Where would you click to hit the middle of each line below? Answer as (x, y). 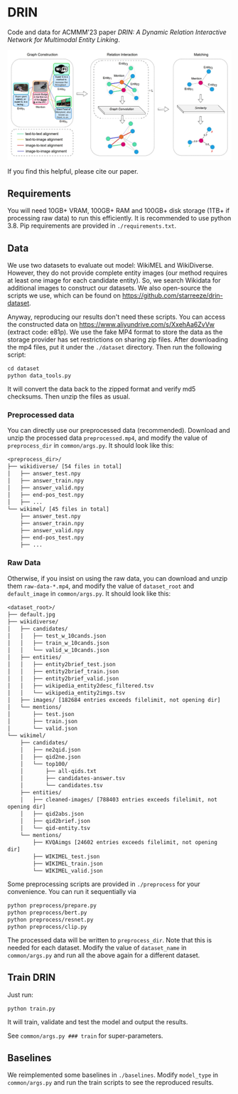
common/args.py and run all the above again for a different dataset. (104, 955)
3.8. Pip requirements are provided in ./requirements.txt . (92, 226)
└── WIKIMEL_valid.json (68, 871)
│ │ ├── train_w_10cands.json (59, 643)
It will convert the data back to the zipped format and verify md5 (102, 389)
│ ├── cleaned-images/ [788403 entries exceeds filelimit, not (119, 799)
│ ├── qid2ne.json (50, 757)
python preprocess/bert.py (47, 912)
